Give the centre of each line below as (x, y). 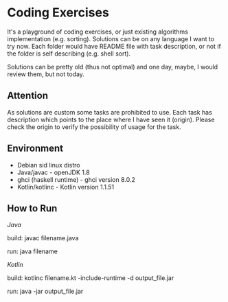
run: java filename (33, 251)
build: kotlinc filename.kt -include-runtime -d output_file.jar (91, 278)
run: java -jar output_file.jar (45, 291)
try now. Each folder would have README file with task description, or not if (114, 46)
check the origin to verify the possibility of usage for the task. (94, 127)
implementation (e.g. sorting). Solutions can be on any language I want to (111, 38)
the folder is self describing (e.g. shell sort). (69, 54)
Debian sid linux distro (48, 165)
